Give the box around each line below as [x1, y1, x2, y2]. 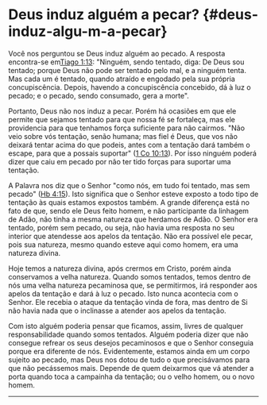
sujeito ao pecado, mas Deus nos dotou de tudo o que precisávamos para [8, 355, 250, 364]
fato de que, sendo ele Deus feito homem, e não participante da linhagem [8, 206, 249, 215]
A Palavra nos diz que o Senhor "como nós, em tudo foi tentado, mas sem [8, 180, 250, 190]
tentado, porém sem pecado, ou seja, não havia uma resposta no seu [8, 222, 235, 232]
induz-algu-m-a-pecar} [8, 22, 168, 40]
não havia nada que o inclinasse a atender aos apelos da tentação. [8, 306, 226, 315]
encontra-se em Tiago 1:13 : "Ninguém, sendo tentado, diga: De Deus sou [8, 57, 245, 67]
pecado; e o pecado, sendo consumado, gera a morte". [8, 91, 189, 100]
